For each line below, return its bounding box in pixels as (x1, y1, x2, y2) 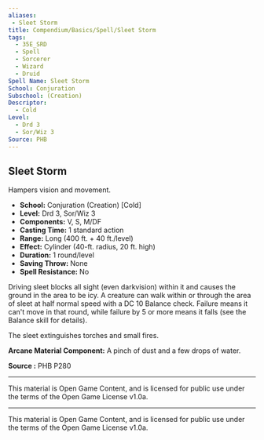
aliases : (8, 11, 37, 20)
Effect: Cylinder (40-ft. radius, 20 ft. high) (19, 242, 156, 252)
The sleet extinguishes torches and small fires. (8, 331, 159, 340)
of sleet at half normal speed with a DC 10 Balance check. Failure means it (8, 299, 248, 308)
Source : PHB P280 (8, 362, 71, 371)
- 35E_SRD (15, 41, 47, 49)
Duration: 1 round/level (19, 250, 94, 260)
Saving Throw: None (19, 259, 88, 268)
